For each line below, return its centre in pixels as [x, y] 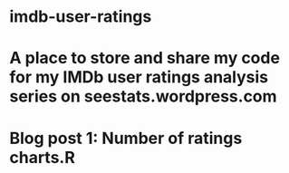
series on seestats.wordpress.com [144, 96]
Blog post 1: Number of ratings [126, 138]
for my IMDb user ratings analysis [139, 77]
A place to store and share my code [145, 58]
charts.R [42, 157]
